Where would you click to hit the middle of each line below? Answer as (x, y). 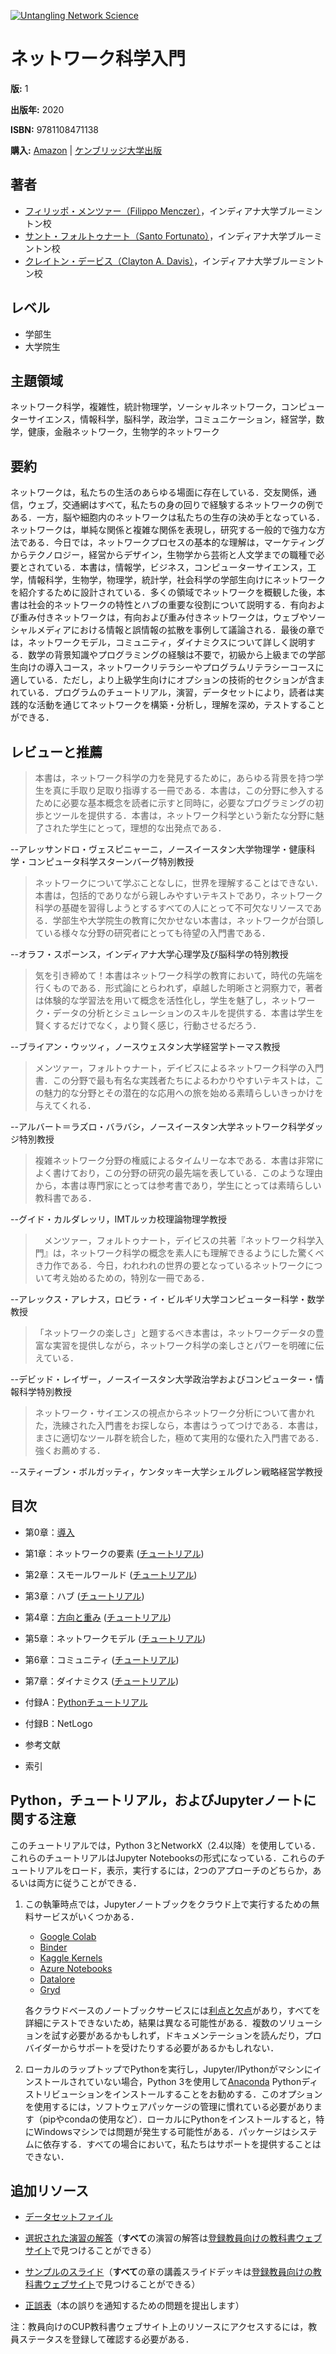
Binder (53, 1947)
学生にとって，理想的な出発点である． (148, 828)
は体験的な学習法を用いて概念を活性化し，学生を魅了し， (153, 1000)
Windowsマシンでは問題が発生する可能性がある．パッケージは (162, 2131)
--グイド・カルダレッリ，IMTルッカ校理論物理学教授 (118, 1219)
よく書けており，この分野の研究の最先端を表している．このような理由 (178, 1173)
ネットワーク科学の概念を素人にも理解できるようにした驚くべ (197, 1253)
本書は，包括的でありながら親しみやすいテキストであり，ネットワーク (179, 895)
